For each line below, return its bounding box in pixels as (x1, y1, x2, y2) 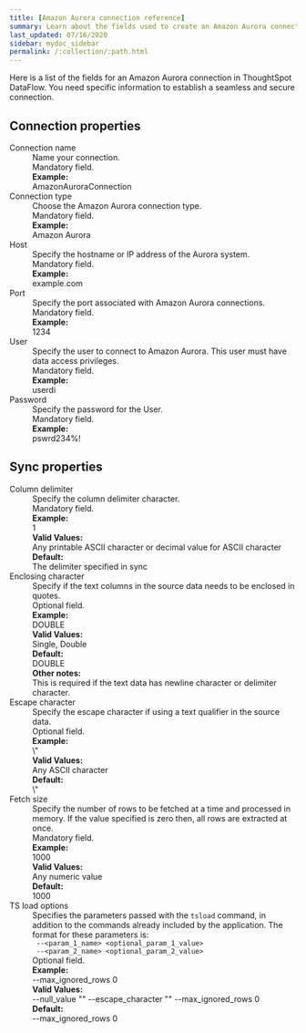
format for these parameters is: (32, 929, 149, 940)
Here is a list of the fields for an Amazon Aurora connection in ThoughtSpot (9, 72, 292, 83)
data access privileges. (32, 355, 119, 366)
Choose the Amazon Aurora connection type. (32, 200, 202, 211)
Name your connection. (32, 151, 121, 162)
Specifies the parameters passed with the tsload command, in (32, 909, 267, 921)
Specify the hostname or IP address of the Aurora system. (32, 248, 250, 260)
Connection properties (9, 118, 141, 133)
